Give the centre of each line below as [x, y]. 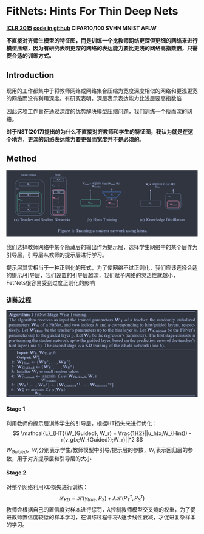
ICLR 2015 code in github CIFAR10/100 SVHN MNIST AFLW [81, 28]
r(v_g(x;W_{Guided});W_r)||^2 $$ [102, 439]
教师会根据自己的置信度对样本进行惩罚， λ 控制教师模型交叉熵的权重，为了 [98, 510]
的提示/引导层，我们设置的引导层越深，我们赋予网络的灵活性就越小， [93, 275]
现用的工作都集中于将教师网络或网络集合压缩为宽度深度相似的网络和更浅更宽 [102, 91]
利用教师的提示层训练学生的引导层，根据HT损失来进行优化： [82, 423]
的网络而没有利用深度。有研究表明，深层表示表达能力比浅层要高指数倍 [94, 98]
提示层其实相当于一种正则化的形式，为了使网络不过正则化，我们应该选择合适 [102, 267]
